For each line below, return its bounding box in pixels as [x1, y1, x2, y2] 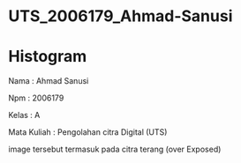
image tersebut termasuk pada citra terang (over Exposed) [8, 144, 222, 155]
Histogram [8, 47, 87, 67]
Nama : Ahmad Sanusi [8, 76, 89, 86]
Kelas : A [8, 110, 41, 121]
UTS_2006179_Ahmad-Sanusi [8, 6, 233, 26]
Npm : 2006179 [8, 93, 64, 103]
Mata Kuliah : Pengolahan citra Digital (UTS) [8, 127, 168, 137]
